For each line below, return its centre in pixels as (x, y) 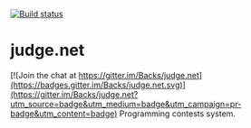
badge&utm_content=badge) (64, 114)
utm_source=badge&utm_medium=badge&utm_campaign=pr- (126, 104)
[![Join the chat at (43, 75)
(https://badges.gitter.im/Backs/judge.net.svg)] (98, 85)
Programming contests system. (178, 114)
